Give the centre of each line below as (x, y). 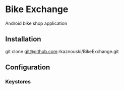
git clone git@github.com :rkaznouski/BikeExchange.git (62, 51)
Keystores (18, 82)
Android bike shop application (36, 23)
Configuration (28, 67)
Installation (23, 39)
